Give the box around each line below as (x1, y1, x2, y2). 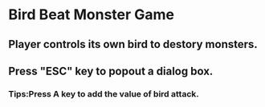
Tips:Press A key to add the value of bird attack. (8, 88, 199, 99)
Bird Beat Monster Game (8, 6, 175, 24)
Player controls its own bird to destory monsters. (8, 38, 259, 51)
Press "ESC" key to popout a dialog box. (8, 64, 214, 77)
